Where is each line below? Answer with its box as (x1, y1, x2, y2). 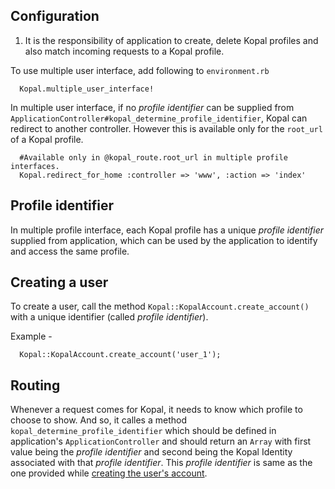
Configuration (10, 8, 100, 25)
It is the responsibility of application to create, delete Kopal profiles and (24, 34, 319, 46)
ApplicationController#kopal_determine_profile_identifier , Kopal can (10, 112, 308, 124)
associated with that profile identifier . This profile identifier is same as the (10, 457, 313, 469)
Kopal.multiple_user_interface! (19, 84, 155, 94)
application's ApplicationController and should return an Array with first (10, 435, 312, 448)
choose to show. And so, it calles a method (10, 414, 187, 426)
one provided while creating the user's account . (10, 467, 208, 479)
